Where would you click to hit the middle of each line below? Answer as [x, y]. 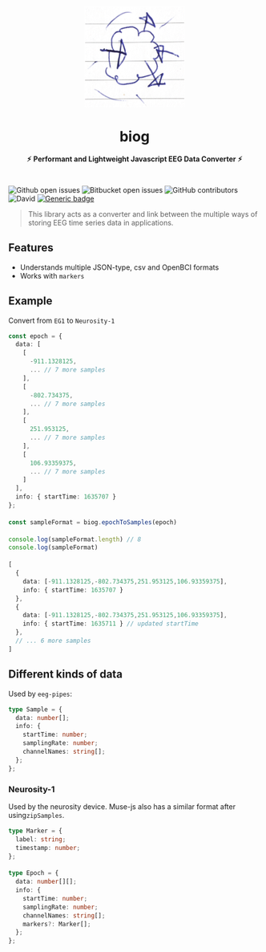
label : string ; [41, 839]
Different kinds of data [65, 675]
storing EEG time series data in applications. [101, 222]
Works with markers [52, 275]
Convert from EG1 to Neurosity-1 [62, 320]
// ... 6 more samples [53, 641]
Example [30, 301]
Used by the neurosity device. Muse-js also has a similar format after [122, 806]
